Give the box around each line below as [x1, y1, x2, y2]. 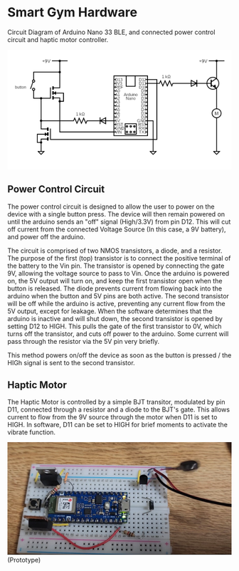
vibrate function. [7, 428, 55, 436]
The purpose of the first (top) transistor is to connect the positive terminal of [7, 253, 231, 262]
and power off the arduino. [7, 232, 85, 241]
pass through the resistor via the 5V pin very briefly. [7, 337, 160, 345]
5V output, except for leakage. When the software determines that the [7, 307, 213, 315]
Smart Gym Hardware [7, 4, 137, 21]
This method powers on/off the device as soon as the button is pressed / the [7, 350, 232, 360]
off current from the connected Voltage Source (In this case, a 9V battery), [7, 225, 226, 234]
